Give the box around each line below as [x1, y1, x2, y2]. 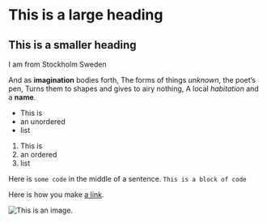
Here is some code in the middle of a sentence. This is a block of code [8, 174, 247, 183]
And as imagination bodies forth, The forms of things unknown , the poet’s [8, 75, 256, 84]
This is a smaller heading [8, 38, 137, 52]
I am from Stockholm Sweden [8, 59, 107, 69]
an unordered [19, 117, 66, 127]
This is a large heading [8, 6, 163, 24]
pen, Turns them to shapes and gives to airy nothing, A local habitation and [8, 84, 259, 93]
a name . [8, 92, 36, 102]
